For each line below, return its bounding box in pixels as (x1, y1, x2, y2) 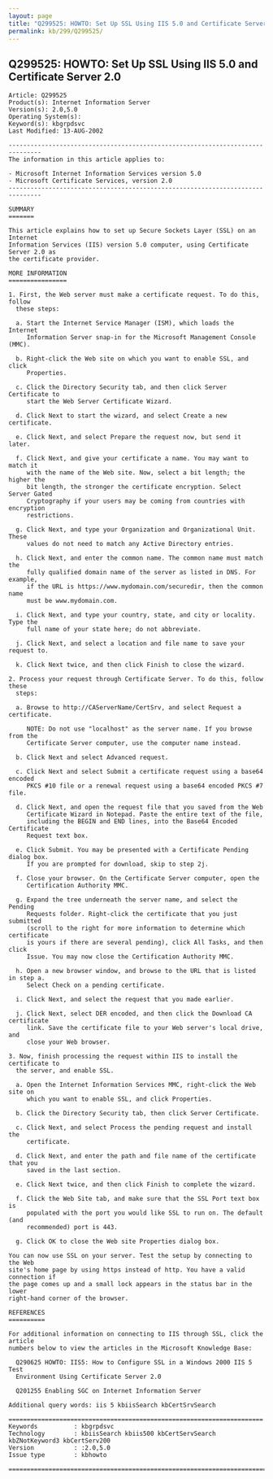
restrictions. (26, 512, 75, 520)
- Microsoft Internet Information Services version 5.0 (8, 170, 201, 178)
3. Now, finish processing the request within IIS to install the (8, 1053, 238, 1061)
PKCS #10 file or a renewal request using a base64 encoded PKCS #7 (26, 782, 264, 790)
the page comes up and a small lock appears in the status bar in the (8, 1280, 253, 1289)
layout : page (8, 11, 53, 20)
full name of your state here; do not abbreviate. (26, 626, 201, 634)
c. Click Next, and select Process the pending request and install (15, 1123, 253, 1132)
